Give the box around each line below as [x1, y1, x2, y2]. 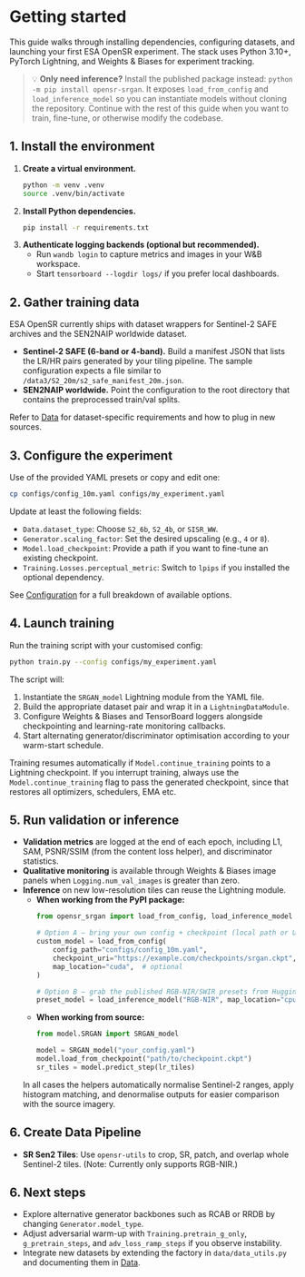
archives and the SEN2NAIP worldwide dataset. [9, 329, 188, 340]
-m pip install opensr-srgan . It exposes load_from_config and [31, 84, 270, 94]
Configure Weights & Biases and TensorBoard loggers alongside [22, 710, 263, 721]
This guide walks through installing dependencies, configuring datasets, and [9, 36, 295, 47]
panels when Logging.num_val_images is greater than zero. [22, 875, 241, 886]
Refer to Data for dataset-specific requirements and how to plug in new [9, 411, 276, 423]
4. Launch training [9, 616, 115, 631]
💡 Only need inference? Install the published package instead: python [31, 73, 293, 84]
